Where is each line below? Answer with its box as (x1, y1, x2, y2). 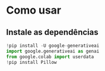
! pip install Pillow (6, 59, 58, 65)
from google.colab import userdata (6, 54, 94, 60)
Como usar (6, 4, 62, 17)
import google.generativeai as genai (6, 48, 100, 54)
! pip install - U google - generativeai (6, 43, 100, 49)
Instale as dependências (6, 27, 99, 37)
